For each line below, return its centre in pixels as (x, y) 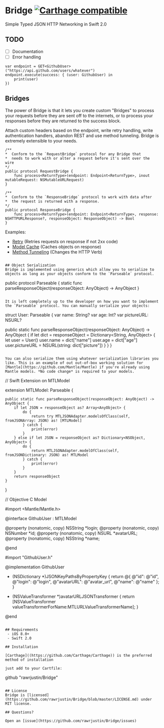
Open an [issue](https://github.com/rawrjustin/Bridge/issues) (71, 721)
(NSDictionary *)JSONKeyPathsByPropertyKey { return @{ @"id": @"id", (85, 576)
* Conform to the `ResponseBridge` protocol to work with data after (79, 197)
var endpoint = (21, 66)
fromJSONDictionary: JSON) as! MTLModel (47, 455)
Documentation (28, 51)
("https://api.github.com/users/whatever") (50, 70)
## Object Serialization (30, 265)
